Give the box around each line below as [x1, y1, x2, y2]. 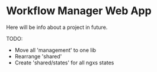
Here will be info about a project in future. [6, 24, 108, 31]
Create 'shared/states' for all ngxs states [14, 59, 114, 66]
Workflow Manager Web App [6, 4, 152, 18]
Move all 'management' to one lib [14, 46, 97, 54]
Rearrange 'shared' [14, 53, 62, 60]
